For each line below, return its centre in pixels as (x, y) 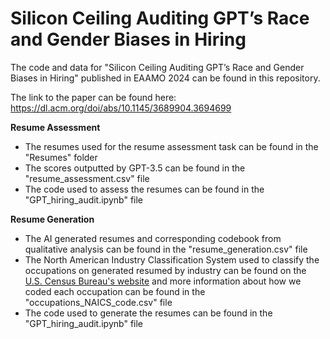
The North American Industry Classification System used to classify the (172, 259)
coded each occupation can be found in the (115, 291)
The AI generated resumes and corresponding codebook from (153, 238)
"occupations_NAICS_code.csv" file (98, 302)
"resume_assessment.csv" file (87, 178)
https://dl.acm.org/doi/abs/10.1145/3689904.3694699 (121, 108)
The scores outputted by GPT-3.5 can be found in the (135, 168)
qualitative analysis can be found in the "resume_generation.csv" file (166, 249)
